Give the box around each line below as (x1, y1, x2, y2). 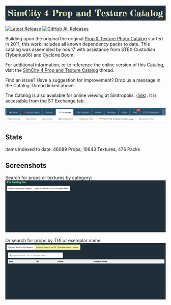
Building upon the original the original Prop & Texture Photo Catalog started (5, 36, 163, 42)
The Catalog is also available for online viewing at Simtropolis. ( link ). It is (5, 92, 157, 98)
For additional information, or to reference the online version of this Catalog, (5, 62, 164, 68)
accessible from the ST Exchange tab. (5, 98, 85, 104)
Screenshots (5, 161, 47, 170)
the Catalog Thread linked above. (5, 83, 75, 89)
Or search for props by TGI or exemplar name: (5, 237, 102, 243)
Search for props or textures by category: (5, 174, 93, 181)
